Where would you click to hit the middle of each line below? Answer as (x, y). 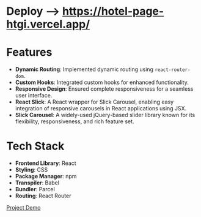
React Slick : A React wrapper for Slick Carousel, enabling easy (94, 102)
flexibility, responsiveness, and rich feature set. (75, 121)
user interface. (34, 96)
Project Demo (24, 208)
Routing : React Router (43, 196)
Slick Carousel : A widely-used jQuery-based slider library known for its (105, 115)
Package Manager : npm (46, 177)
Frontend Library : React (46, 163)
